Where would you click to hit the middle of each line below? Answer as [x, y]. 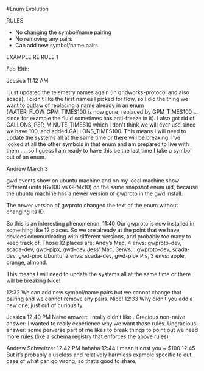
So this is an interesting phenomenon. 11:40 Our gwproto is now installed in [100, 224]
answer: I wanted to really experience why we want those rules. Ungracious [101, 324]
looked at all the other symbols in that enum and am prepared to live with [98, 144]
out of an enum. [26, 157]
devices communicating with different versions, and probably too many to [99, 236]
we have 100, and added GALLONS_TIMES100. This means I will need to [97, 131]
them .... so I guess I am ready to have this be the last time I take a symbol [99, 151]
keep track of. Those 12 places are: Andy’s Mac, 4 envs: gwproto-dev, [94, 243]
